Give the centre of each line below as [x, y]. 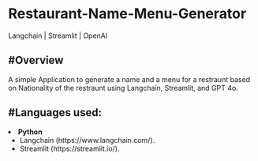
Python [30, 132]
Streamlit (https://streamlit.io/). [69, 148]
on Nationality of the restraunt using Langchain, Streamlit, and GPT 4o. [123, 88]
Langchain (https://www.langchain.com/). [87, 140]
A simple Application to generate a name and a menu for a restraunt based [129, 79]
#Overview [36, 60]
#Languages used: [55, 112]
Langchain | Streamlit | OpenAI [58, 36]
